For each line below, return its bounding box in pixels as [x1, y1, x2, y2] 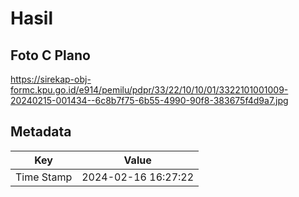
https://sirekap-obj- [10, 73, 92, 85]
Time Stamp [15, 170, 73, 184]
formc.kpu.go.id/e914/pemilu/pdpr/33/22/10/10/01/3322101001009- [10, 84, 289, 96]
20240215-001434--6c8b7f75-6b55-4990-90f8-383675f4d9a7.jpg [10, 95, 289, 106]
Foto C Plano [10, 47, 91, 64]
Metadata [10, 123, 72, 141]
